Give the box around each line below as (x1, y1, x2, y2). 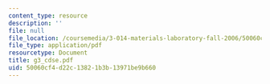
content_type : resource (8, 11, 88, 20)
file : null (8, 26, 45, 34)
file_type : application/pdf (8, 42, 103, 50)
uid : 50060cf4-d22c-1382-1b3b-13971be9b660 (8, 64, 157, 72)
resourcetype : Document (8, 49, 88, 57)
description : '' (8, 19, 63, 27)
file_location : (8, 34, 59, 42)
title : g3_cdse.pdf (8, 57, 74, 65)
